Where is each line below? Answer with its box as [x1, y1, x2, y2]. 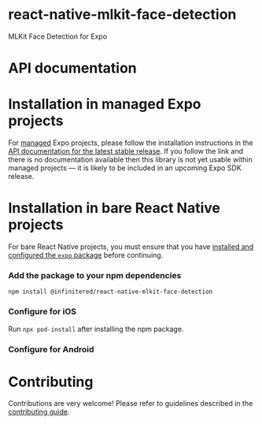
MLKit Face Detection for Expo [8, 32, 108, 41]
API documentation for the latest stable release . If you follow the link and [8, 147, 244, 156]
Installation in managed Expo [8, 95, 201, 113]
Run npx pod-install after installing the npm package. [8, 324, 184, 333]
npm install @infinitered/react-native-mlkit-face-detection [8, 288, 213, 296]
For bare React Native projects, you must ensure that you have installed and [8, 242, 254, 251]
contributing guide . [8, 407, 70, 417]
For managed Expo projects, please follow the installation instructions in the [8, 138, 253, 147]
